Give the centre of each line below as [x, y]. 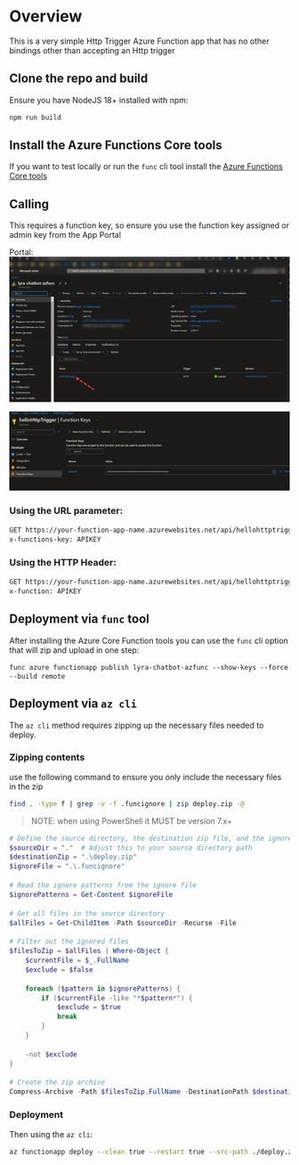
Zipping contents [47, 757]
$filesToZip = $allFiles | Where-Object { [89, 951]
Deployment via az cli [73, 704]
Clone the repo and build [79, 79]
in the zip [26, 786]
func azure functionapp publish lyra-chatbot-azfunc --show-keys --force [149, 667]
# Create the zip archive [57, 1083]
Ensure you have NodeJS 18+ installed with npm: [99, 100]
